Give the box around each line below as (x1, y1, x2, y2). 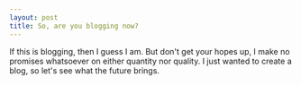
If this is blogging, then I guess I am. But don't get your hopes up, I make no (9, 46, 290, 56)
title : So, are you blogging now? (9, 21, 140, 30)
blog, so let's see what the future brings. (9, 64, 160, 76)
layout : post (9, 13, 59, 22)
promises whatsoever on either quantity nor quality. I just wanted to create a (9, 55, 293, 66)
